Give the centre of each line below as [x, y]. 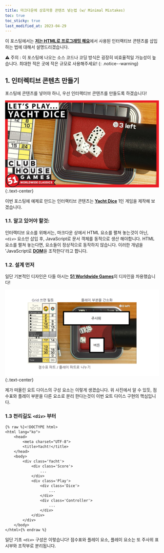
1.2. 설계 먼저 [20, 264]
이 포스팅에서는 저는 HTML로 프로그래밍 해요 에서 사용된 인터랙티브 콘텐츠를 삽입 [81, 41]
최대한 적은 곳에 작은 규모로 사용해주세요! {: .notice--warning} [79, 64]
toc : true [15, 15]
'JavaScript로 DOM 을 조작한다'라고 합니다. [46, 251]
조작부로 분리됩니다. [37, 546]
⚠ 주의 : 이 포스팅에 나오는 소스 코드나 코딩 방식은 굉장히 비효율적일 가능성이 [78, 58]
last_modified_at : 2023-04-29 [36, 26]
